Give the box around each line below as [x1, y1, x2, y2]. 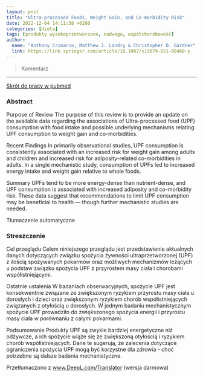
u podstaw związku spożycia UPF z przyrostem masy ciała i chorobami [6, 265, 183, 272]
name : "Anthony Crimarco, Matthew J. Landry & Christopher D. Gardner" [11, 43, 196, 49]
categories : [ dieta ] [6, 25, 59, 32]
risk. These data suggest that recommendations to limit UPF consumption [6, 192, 189, 199]
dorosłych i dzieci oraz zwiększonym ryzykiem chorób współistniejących [6, 295, 187, 303]
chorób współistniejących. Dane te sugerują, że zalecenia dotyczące [6, 340, 177, 347]
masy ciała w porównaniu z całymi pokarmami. [6, 315, 123, 322]
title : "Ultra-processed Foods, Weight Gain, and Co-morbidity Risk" [6, 14, 185, 21]
